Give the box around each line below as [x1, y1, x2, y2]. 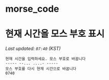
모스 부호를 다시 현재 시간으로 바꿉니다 [5, 66, 77, 72]
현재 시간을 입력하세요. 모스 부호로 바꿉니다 [5, 56, 86, 62]
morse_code [5, 3, 59, 15]
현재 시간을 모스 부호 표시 [5, 28, 105, 40]
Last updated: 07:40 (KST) [5, 46, 61, 52]
